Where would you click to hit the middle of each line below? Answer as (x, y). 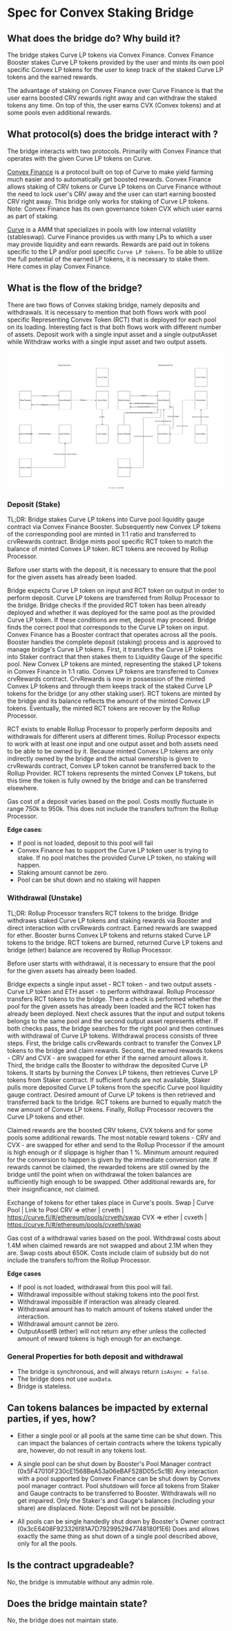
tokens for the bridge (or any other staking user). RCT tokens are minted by (114, 694)
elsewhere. (23, 788)
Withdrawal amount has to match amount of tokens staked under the (115, 1309)
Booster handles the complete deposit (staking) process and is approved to (114, 642)
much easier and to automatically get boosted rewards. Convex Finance (109, 179)
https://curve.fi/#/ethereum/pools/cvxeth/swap (74, 1224)
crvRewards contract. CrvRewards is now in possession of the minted (106, 679)
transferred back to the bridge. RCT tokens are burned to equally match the (115, 1102)
